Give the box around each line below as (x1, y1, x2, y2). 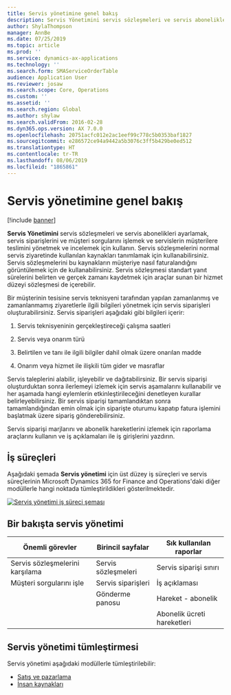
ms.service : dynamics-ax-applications (7, 55, 118, 62)
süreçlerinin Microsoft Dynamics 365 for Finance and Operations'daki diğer (7, 477, 221, 485)
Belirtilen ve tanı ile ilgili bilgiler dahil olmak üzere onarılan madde (16, 348, 201, 356)
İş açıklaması (156, 578, 198, 588)
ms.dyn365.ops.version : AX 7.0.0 (7, 125, 103, 132)
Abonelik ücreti (156, 609, 206, 619)
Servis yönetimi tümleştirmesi (7, 641, 139, 653)
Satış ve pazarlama (16, 673, 71, 681)
